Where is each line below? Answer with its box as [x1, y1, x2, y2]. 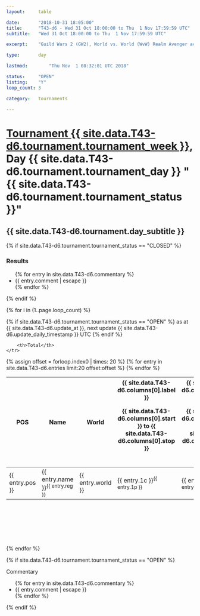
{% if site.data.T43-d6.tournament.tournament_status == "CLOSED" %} [6, 242, 182, 250]
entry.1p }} [117, 484, 143, 490]
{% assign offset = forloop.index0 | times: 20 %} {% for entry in [6, 358, 162, 365]
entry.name [41, 475, 74, 483]
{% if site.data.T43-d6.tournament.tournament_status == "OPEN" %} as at [6, 318, 189, 325]
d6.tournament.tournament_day [6, 165, 169, 178]
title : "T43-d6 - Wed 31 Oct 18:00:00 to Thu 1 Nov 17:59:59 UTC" [6, 25, 190, 31]
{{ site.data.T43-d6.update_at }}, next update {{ [6, 324, 123, 331]
